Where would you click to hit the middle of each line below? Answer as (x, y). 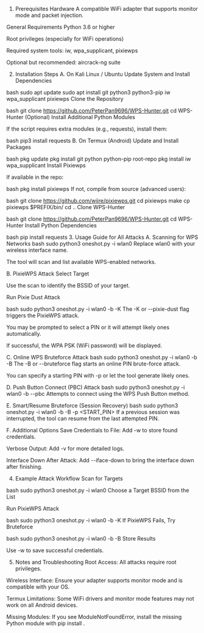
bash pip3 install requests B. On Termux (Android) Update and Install (93, 140)
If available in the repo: (35, 177)
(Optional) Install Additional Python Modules (80, 117)
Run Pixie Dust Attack (33, 297)
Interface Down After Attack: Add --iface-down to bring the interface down (100, 460)
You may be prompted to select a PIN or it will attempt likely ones (88, 327)
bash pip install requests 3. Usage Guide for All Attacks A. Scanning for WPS (102, 237)
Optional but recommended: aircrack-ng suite (63, 62)
